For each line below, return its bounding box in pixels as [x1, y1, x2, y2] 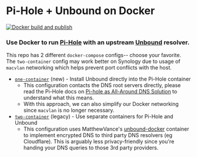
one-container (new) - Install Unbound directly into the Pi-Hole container [14, 75, 191, 83]
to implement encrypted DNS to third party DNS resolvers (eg [23, 132, 172, 139]
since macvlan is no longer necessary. [23, 107, 115, 114]
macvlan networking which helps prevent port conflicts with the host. [6, 64, 172, 71]
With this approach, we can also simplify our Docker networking [23, 101, 179, 108]
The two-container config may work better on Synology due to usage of [6, 58, 181, 65]
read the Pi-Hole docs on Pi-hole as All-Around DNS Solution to [23, 88, 178, 95]
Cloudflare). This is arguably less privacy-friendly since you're [23, 138, 175, 145]
